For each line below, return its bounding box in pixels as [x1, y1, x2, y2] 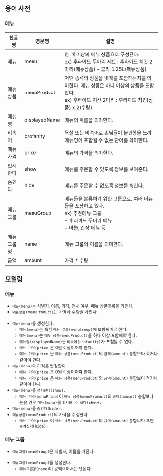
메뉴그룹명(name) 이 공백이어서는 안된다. [19, 465, 92, 471]
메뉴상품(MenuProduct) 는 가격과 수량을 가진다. [12, 309, 98, 315]
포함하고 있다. [75, 202, 105, 209]
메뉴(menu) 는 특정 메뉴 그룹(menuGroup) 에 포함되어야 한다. [19, 327, 128, 332]
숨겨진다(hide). [19, 424, 49, 429]
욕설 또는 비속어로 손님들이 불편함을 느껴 [65, 129, 152, 136]
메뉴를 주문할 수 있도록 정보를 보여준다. [65, 166, 149, 173]
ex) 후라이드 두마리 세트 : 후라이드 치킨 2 [65, 58, 153, 65]
